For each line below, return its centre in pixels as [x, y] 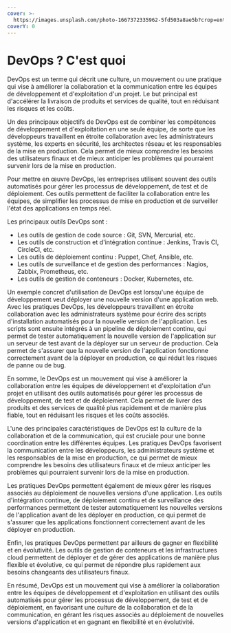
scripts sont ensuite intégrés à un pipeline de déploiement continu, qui [107, 329]
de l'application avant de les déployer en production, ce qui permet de [107, 515]
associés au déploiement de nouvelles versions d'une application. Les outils [114, 493]
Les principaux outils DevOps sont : [57, 222]
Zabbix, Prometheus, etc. [53, 272]
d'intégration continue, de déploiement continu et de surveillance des [106, 500]
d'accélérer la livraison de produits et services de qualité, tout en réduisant [113, 101]
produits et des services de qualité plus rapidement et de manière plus [107, 408]
